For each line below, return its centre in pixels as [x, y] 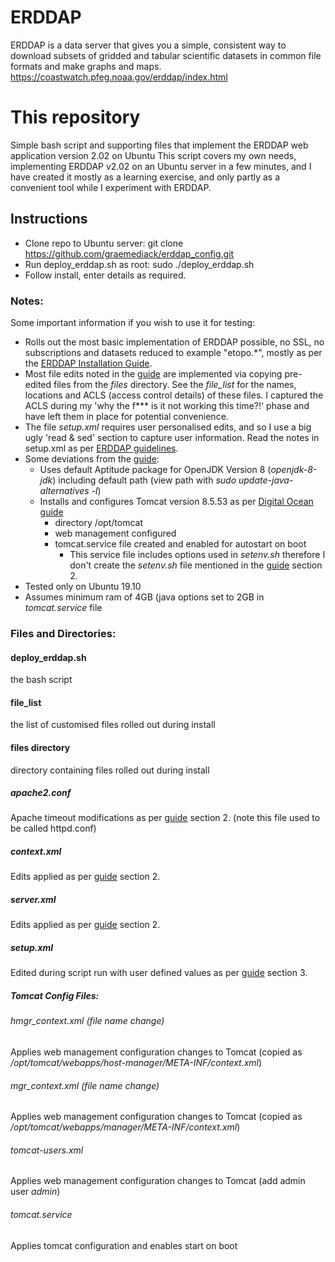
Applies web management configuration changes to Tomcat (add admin [158, 1181]
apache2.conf [41, 793]
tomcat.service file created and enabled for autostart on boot [180, 543]
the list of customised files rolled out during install [113, 725]
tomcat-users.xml [47, 1150]
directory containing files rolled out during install [110, 770]
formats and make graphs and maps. [86, 66]
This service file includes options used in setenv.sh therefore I [197, 554]
